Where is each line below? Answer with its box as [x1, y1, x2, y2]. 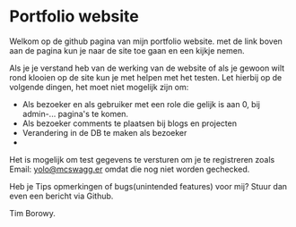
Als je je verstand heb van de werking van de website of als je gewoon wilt [9, 63, 285, 73]
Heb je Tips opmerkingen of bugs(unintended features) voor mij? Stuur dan [9, 181, 288, 191]
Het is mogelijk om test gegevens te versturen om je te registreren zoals [9, 154, 275, 164]
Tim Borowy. [9, 207, 57, 218]
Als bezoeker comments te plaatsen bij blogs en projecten [22, 118, 238, 129]
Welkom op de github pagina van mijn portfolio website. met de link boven [9, 36, 283, 46]
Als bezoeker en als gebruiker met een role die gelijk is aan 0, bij [22, 98, 260, 109]
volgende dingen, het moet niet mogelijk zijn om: [9, 81, 189, 92]
